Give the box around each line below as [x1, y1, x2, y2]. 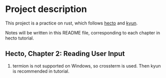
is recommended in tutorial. [12, 68, 69, 74]
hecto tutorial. [5, 35, 34, 41]
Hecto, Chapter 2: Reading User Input [5, 49, 125, 58]
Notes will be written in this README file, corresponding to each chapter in [5, 29, 160, 35]
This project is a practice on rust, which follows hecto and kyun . [5, 20, 138, 26]
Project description [5, 3, 87, 15]
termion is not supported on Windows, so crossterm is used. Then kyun [12, 62, 161, 68]
